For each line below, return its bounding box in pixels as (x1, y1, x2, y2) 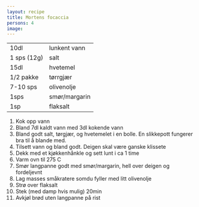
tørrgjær (49, 73, 73, 82)
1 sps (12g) (10, 53, 44, 62)
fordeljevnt (15, 169, 43, 176)
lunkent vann (49, 44, 86, 52)
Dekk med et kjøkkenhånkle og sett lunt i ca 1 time (15, 149, 140, 157)
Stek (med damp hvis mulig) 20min (15, 188, 102, 195)
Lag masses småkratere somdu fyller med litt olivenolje (15, 175, 152, 182)
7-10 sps (10, 83, 38, 91)
